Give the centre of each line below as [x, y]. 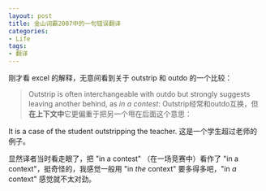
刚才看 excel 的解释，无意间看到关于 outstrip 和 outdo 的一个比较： [120, 78]
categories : [28, 31]
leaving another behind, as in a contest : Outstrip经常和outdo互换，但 [143, 104]
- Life [19, 39]
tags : [17, 46]
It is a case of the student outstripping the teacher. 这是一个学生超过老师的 [133, 131]
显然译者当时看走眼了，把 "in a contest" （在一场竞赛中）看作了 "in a [124, 158]
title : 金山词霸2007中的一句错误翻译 [65, 24]
